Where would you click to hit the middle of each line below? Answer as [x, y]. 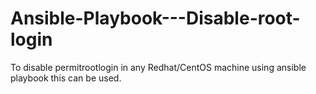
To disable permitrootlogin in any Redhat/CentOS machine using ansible [158, 67]
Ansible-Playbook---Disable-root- [155, 18]
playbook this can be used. [66, 78]
